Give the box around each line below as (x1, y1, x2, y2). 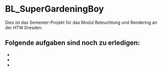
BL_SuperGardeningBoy (5, 3, 104, 15)
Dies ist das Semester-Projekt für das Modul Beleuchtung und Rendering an (5, 19, 158, 25)
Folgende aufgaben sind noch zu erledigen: (5, 39, 140, 47)
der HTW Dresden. (5, 24, 43, 30)
